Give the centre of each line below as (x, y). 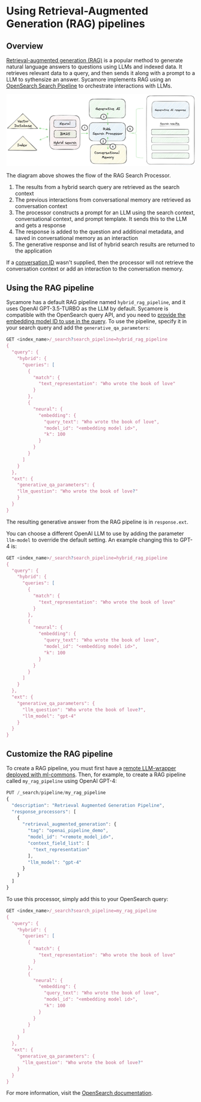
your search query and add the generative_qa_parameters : (78, 328)
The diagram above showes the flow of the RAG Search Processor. (88, 176)
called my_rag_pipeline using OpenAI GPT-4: (61, 780)
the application (33, 251)
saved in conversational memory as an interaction (76, 238)
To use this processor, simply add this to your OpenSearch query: (87, 899)
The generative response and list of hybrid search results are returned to (105, 245)
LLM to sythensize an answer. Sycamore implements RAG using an (88, 79)
